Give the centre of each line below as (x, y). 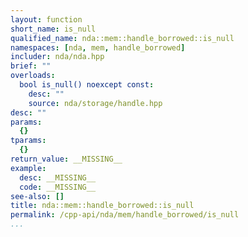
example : (28, 168)
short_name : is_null (53, 29)
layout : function (46, 19)
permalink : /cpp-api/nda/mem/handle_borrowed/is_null (125, 215)
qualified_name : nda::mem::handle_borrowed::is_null (122, 38)
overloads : (33, 76)
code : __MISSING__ (58, 187)
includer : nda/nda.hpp (57, 57)
